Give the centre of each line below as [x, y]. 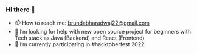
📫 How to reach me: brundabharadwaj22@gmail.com [82, 23]
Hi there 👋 [21, 10]
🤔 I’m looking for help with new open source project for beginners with [102, 32]
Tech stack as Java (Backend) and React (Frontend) [79, 38]
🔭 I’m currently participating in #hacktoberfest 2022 [79, 44]
